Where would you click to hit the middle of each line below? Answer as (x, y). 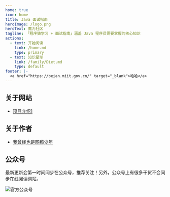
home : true (17, 10)
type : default (29, 67)
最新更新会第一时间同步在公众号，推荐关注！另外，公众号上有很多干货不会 (83, 173)
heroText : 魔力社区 (24, 29)
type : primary (29, 52)
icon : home (17, 15)
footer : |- (17, 72)
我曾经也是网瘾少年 (33, 142)
